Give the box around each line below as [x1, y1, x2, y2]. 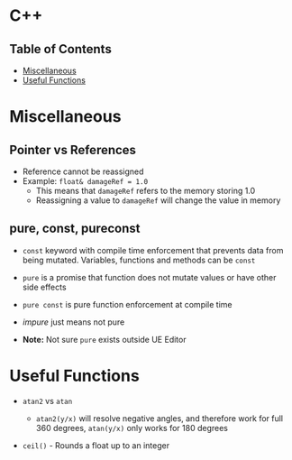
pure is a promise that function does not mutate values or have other [22, 271, 277, 282]
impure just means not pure [22, 317, 125, 327]
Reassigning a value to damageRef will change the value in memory [35, 195, 281, 206]
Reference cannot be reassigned [22, 166, 144, 177]
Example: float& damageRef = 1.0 [22, 176, 149, 186]
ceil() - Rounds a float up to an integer [22, 439, 169, 451]
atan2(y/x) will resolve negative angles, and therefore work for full [35, 412, 284, 424]
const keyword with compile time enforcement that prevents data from [22, 244, 284, 255]
